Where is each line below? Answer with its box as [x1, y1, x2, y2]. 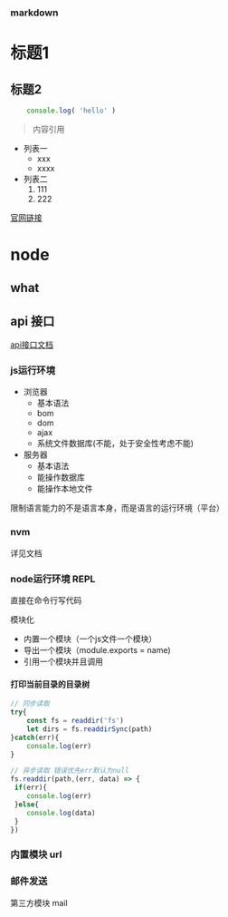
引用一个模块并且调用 [23, 656, 103, 668]
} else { [14, 800, 40, 809]
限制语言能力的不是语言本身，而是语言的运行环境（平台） [10, 502, 224, 513]
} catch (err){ [10, 733, 60, 742]
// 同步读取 [10, 699, 51, 708]
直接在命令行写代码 [10, 595, 82, 606]
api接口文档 [10, 339, 53, 350]
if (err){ [14, 783, 48, 793]
